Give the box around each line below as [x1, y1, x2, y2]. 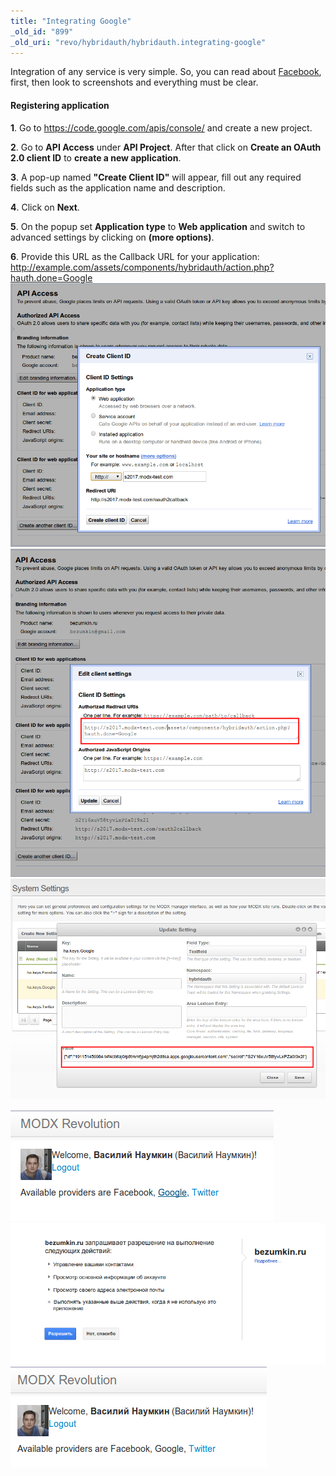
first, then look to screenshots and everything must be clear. [10, 76, 259, 89]
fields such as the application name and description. [10, 181, 226, 194]
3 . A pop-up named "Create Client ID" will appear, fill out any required [10, 171, 302, 183]
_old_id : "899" [10, 26, 74, 37]
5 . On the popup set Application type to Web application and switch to [10, 220, 306, 232]
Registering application [10, 99, 110, 111]
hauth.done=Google [10, 271, 93, 284]
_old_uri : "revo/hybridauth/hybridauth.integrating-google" [10, 37, 267, 47]
